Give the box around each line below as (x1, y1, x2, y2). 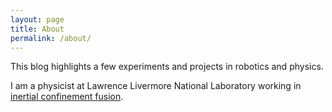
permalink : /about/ (10, 33, 92, 43)
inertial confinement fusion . (10, 91, 124, 103)
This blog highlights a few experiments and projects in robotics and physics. (10, 61, 324, 73)
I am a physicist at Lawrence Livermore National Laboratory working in (10, 80, 302, 92)
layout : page (10, 14, 65, 25)
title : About (10, 24, 65, 34)
